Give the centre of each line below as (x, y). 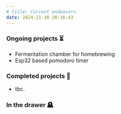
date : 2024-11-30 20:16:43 (40, 17)
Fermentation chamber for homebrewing (65, 54)
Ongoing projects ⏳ (35, 38)
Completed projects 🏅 (38, 76)
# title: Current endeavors (41, 12)
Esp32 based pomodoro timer (52, 60)
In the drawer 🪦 (30, 105)
